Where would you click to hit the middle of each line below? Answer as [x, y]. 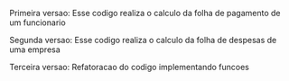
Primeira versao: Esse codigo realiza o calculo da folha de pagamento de [145, 13]
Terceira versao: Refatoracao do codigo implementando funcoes [130, 67]
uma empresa [35, 49]
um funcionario [37, 22]
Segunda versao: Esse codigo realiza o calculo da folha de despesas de [143, 40]
